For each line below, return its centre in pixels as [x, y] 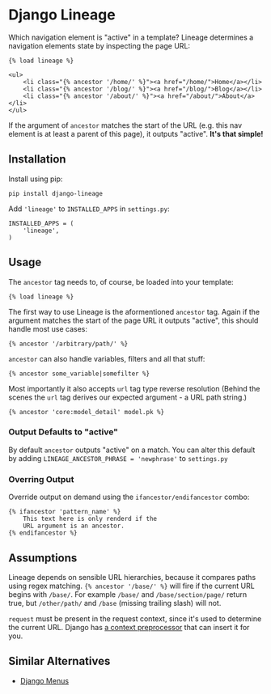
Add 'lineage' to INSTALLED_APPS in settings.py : [89, 209]
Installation [37, 159]
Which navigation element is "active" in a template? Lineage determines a [131, 37]
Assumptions [43, 558]
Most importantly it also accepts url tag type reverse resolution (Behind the [134, 388]
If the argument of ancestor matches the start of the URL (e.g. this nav [125, 125]
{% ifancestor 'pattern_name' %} [65, 512]
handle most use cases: [48, 328]
